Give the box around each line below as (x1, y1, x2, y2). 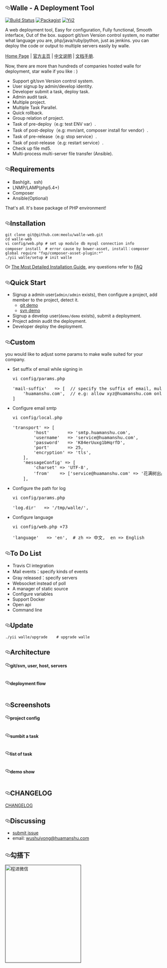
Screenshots (10, 701, 51, 709)
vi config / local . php (12, 415, 63, 421)
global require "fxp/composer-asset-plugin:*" (5, 251, 103, 256)
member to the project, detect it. (12, 297, 79, 303)
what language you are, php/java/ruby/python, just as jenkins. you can (5, 37, 149, 43)
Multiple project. (12, 99, 46, 105)
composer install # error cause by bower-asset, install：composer (5, 246, 149, 251)
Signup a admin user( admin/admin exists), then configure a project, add (12, 292, 158, 298)
